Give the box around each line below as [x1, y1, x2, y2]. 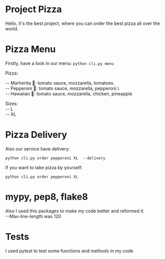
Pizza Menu [5, 44, 56, 55]
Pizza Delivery [5, 129, 68, 140]
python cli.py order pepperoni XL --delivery [5, 156, 106, 161]
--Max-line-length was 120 [5, 213, 61, 219]
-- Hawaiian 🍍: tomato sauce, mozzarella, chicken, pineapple [5, 90, 133, 97]
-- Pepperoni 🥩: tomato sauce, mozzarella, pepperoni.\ [5, 85, 119, 91]
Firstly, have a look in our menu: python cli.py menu [5, 60, 114, 66]
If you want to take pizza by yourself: [5, 164, 83, 170]
